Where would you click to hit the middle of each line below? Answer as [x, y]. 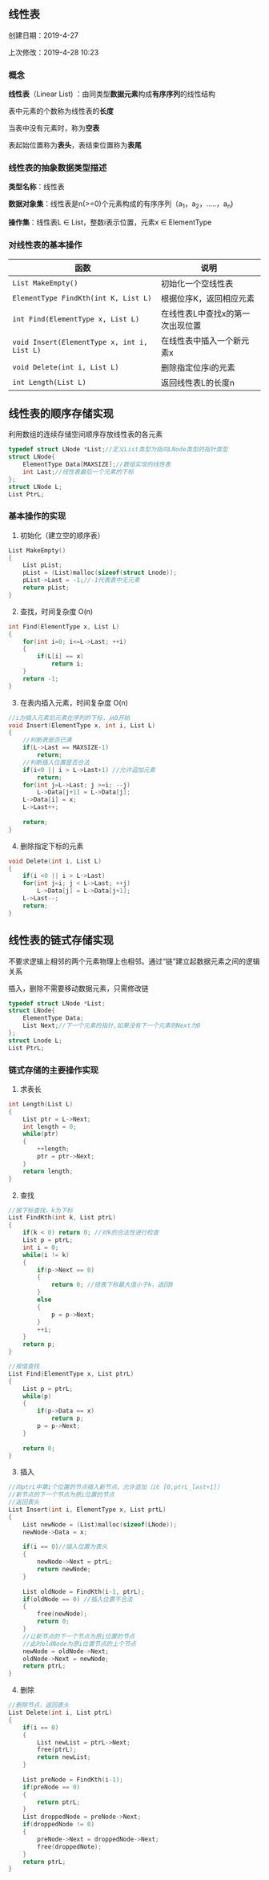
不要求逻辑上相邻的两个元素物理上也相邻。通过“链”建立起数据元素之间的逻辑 [134, 961]
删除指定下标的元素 [52, 846]
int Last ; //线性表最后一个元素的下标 [78, 471]
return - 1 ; [41, 679]
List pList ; [42, 565]
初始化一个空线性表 [197, 283]
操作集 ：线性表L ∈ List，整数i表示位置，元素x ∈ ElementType [110, 222]
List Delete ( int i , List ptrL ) [60, 1713]
